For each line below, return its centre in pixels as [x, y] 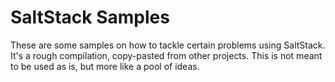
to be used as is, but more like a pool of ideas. [105, 66]
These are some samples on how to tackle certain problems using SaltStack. [168, 45]
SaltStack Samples [90, 17]
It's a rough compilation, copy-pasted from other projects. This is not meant [166, 55]
